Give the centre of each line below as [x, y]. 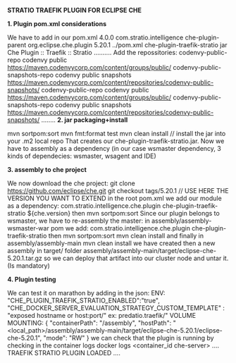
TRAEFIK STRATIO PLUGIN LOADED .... [64, 353]
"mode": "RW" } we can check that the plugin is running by [129, 338]
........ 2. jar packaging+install [85, 120]
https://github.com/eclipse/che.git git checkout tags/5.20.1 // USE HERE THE [118, 191]
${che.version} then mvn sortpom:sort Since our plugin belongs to [123, 213]
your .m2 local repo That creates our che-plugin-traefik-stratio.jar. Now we [116, 141]
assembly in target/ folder [45, 251]
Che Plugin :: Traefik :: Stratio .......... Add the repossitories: [92, 53]
